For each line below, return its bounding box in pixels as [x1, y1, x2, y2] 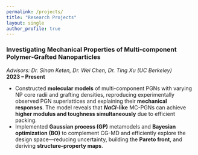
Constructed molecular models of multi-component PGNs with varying [14, 85, 192, 92]
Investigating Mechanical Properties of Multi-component [6, 46, 177, 54]
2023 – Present [6, 73, 45, 80]
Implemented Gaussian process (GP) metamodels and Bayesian [14, 123, 176, 130]
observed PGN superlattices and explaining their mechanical [14, 97, 167, 105]
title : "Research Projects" [6, 14, 77, 20]
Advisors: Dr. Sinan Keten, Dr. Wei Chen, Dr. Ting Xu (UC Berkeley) [6, 67, 172, 74]
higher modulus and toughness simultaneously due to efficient [14, 110, 176, 117]
